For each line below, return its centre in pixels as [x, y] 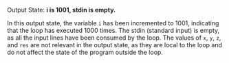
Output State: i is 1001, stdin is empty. [61, 10]
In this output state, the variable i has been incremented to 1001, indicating [113, 23]
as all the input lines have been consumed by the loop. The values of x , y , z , [114, 38]
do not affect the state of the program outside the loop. [85, 52]
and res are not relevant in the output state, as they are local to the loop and [115, 45]
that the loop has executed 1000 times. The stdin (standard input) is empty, [113, 30]
